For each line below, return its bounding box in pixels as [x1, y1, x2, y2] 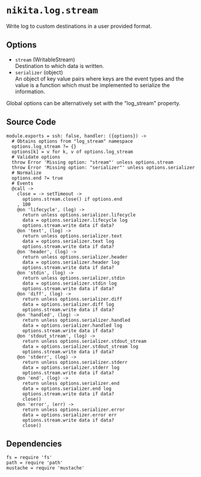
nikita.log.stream [6, 5, 98, 16]
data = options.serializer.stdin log [22, 280, 117, 286]
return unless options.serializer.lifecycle [22, 212, 136, 218]
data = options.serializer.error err [22, 411, 117, 418]
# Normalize [11, 170, 42, 176]
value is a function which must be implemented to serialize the [14, 81, 170, 88]
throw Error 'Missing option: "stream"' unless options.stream [11, 159, 173, 165]
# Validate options [11, 154, 61, 160]
